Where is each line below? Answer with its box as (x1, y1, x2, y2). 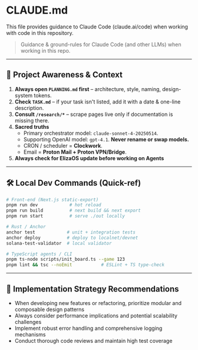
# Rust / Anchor (6, 224, 46, 230)
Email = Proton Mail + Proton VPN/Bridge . (23, 148, 127, 155)
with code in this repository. (6, 29, 74, 36)
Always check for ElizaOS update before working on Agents (14, 154, 164, 161)
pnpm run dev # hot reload (6, 202, 101, 208)
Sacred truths (14, 123, 49, 130)
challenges (14, 319, 42, 325)
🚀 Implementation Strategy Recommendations (6, 284, 179, 294)
